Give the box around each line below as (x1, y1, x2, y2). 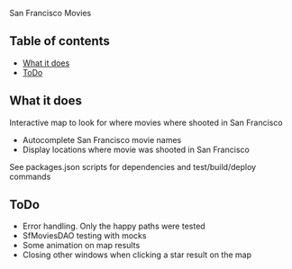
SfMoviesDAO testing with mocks (22, 230, 147, 241)
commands (9, 171, 51, 182)
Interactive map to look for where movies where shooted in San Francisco (9, 117, 283, 128)
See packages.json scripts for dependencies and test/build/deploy (9, 161, 257, 172)
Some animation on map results (22, 240, 141, 251)
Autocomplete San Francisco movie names (22, 134, 182, 145)
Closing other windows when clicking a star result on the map (22, 249, 252, 260)
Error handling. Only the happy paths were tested (22, 220, 205, 232)
